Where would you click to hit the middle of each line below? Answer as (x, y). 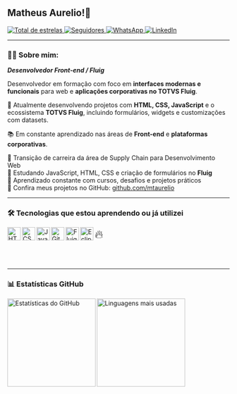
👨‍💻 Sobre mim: (33, 55)
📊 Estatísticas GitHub (45, 284)
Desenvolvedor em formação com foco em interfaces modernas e (104, 84)
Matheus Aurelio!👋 (49, 13)
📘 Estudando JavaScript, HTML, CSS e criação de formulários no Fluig (110, 173)
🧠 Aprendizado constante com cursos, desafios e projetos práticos (104, 180)
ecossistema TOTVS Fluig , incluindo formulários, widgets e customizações (116, 113)
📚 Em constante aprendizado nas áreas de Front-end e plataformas (108, 134)
